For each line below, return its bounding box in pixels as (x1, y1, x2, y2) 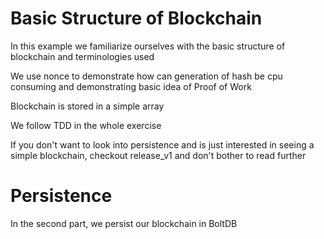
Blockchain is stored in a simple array (10, 100, 165, 112)
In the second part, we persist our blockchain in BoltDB (10, 217, 238, 229)
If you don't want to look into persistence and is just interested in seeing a (10, 138, 315, 151)
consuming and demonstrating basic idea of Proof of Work (10, 80, 252, 92)
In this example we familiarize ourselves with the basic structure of (10, 40, 286, 52)
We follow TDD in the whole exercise (10, 119, 162, 131)
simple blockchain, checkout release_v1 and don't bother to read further (10, 149, 307, 161)
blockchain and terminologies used (10, 50, 155, 62)
